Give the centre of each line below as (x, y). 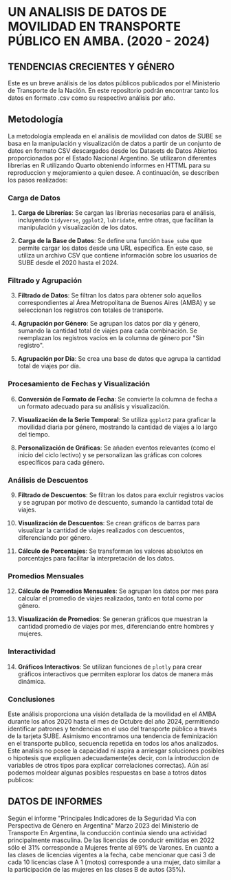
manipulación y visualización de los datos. (78, 227)
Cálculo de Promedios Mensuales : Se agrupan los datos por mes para (118, 591)
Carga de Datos (34, 198)
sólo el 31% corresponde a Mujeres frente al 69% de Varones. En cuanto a (113, 847)
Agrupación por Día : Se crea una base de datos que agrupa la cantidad (119, 359)
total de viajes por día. (49, 366)
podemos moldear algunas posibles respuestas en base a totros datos (107, 773)
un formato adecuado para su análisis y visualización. (94, 406)
